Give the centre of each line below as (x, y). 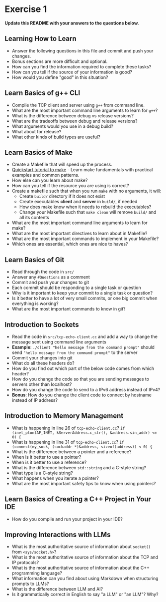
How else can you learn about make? (50, 180)
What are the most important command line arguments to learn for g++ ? (85, 110)
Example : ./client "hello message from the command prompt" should (83, 347)
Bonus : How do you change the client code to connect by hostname (82, 395)
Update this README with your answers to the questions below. (72, 23)
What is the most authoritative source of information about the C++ (81, 568)
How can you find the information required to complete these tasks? (82, 66)
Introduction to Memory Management (64, 416)
